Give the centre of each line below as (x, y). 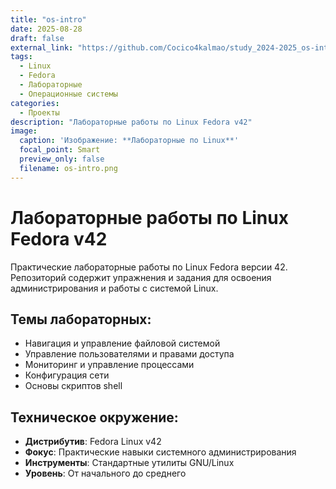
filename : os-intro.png (68, 168)
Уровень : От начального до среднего (105, 473)
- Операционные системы (68, 94)
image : (24, 131)
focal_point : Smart (60, 150)
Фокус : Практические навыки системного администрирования (160, 452)
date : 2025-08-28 (46, 29)
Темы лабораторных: (81, 319)
